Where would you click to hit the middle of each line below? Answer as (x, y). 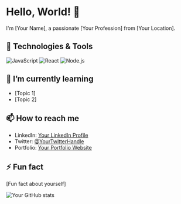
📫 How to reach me (43, 118)
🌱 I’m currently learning (50, 79)
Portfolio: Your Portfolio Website (53, 148)
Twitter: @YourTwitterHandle (49, 141)
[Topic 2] (25, 99)
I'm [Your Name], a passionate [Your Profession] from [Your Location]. (91, 28)
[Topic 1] (25, 93)
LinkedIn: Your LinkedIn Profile (51, 135)
